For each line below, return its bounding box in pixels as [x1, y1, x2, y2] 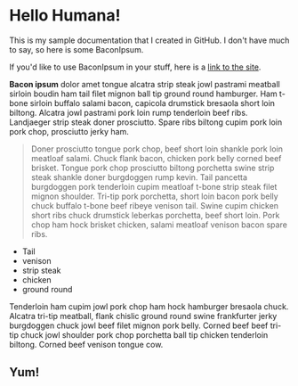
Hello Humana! [9, 5, 121, 26]
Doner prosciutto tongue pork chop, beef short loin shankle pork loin [30, 144, 283, 154]
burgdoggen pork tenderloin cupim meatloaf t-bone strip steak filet [30, 181, 278, 192]
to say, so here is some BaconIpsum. [9, 44, 144, 54]
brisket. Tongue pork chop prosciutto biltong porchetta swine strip [30, 162, 275, 173]
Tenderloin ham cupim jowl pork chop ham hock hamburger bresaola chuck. [9, 300, 289, 312]
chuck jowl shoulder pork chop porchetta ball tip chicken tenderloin [20, 329, 269, 340]
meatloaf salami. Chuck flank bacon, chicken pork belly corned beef [30, 152, 282, 163]
